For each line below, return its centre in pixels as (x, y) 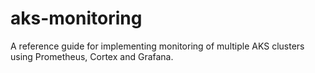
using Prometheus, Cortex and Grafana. (92, 56)
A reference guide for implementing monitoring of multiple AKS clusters (157, 46)
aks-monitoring (76, 18)
